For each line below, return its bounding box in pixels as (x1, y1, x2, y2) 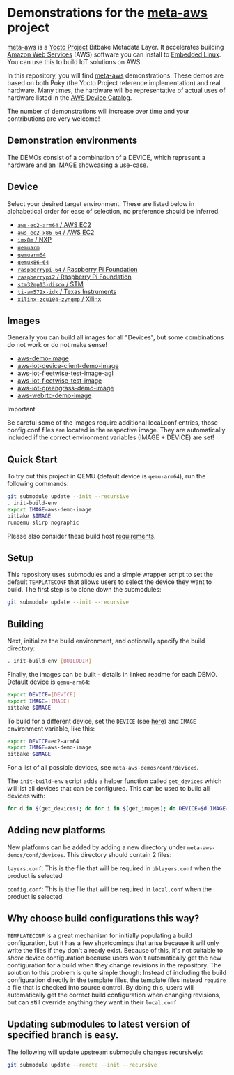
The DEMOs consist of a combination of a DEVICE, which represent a (7, 153, 205, 161)
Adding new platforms (7, 824, 106, 836)
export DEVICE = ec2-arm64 (7, 738, 79, 745)
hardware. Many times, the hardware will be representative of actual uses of (7, 86, 226, 94)
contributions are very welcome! (7, 114, 100, 123)
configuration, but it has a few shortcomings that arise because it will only (7, 938, 219, 947)
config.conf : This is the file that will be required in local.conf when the (7, 885, 212, 893)
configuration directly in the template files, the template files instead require (7, 976, 226, 984)
